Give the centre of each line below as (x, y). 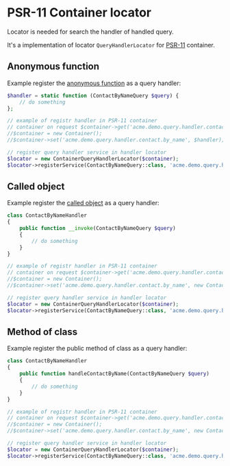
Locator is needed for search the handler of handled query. (91, 32)
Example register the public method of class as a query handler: (97, 349)
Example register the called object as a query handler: (83, 203)
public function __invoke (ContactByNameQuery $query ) (98, 229)
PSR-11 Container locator (79, 13)
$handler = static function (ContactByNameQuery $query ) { (93, 95)
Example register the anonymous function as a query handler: (94, 83)
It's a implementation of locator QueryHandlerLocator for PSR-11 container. (111, 45)
